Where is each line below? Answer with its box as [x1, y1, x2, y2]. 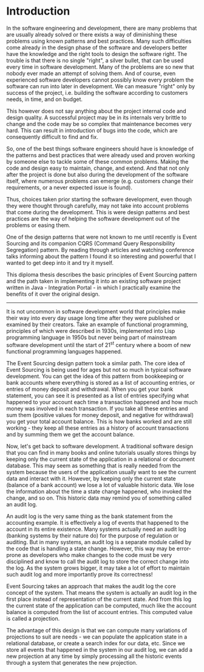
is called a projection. [6, 615, 60, 622]
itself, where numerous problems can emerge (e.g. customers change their [6, 177, 194, 184]
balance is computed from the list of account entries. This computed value [6, 608, 193, 615]
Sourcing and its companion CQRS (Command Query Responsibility [6, 239, 175, 247]
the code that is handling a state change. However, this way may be [6, 545, 175, 552]
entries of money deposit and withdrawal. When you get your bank [6, 385, 174, 393]
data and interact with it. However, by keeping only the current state [6, 475, 176, 482]
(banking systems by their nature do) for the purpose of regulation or [6, 531, 179, 539]
